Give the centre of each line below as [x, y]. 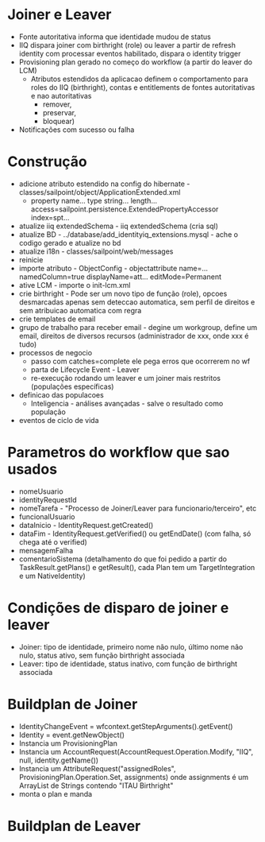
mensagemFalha [46, 550]
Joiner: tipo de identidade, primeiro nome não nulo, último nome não [131, 646]
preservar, [60, 112]
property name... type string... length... [94, 200]
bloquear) [59, 121]
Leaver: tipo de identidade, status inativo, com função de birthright [128, 664]
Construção [48, 162]
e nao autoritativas [61, 95]
